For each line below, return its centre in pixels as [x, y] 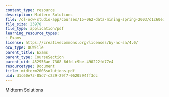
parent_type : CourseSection [35, 57]
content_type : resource [30, 10]
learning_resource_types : [32, 33]
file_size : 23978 [23, 24]
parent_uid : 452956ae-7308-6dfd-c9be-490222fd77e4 [59, 62]
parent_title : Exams [27, 52]
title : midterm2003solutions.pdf [40, 71]
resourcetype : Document [30, 66]
